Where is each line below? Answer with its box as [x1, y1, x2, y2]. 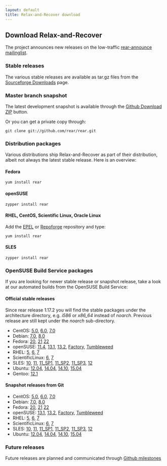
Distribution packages [5, 140, 61, 147]
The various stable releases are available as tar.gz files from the [5, 74, 139, 80]
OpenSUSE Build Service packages [5, 267, 93, 274]
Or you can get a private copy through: [5, 119, 86, 125]
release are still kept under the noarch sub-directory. [5, 318, 115, 324]
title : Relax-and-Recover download [5, 12, 80, 17]
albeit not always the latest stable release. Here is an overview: [5, 157, 137, 163]
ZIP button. [5, 108, 29, 114]
